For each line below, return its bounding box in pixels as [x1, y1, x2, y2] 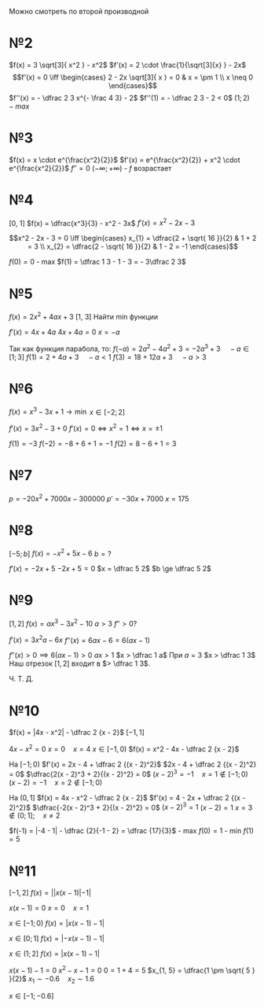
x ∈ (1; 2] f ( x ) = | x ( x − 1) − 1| [9, 949, 101, 958]
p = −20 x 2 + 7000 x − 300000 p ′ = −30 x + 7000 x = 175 [9, 492, 189, 503]
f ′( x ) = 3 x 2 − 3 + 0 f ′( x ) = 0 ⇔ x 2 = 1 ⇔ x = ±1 [9, 423, 163, 433]
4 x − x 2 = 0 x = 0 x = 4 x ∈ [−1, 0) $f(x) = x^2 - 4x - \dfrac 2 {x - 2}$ [9, 743, 240, 754]
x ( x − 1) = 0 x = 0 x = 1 [9, 903, 90, 913]
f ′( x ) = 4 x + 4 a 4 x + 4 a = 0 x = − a [9, 327, 120, 337]
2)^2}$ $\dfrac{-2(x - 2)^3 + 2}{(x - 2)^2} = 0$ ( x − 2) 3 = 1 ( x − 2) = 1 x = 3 [9, 801, 253, 812]
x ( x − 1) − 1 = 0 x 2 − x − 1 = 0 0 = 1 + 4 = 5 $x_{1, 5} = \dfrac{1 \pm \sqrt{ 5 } [9, 964, 255, 975]
